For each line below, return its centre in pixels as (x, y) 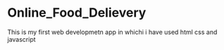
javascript (22, 39)
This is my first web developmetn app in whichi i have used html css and (112, 32)
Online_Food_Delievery (77, 13)
